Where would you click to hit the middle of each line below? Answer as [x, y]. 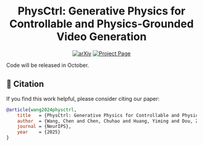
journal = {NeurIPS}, [44, 127]
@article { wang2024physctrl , [42, 110]
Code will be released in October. [48, 65]
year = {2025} [39, 132]
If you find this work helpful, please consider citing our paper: [83, 98]
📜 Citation [25, 84]
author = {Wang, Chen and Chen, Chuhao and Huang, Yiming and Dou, [105, 121]
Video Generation [101, 37]
